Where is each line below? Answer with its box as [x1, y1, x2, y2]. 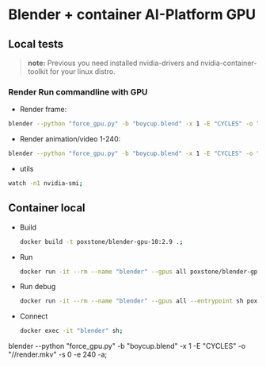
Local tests [8, 37, 64, 51]
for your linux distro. [50, 67, 116, 76]
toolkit [27, 67, 49, 76]
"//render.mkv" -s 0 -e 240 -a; [8, 350, 108, 359]
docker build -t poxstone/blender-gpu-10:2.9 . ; [19, 238, 184, 245]
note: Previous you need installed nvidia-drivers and [27, 58, 199, 68]
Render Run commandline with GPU [8, 86, 148, 97]
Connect [19, 311, 48, 321]
